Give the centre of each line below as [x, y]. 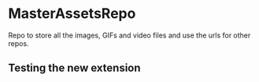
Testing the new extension [74, 68]
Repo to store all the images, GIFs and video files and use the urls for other [129, 35]
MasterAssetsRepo [72, 14]
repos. [18, 43]
